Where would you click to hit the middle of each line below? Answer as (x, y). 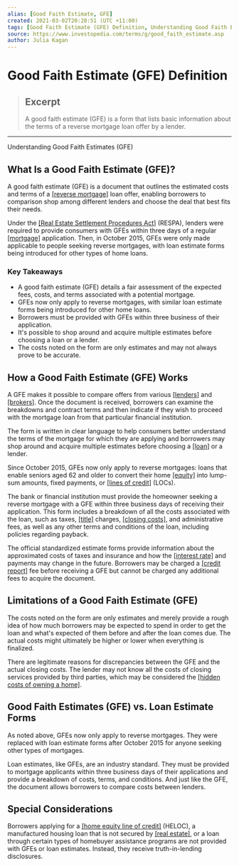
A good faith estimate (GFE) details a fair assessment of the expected (119, 287)
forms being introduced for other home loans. (84, 310)
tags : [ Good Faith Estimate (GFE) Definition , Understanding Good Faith (117, 27)
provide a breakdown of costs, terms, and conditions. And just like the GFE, (118, 779)
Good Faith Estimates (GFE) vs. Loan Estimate (111, 707)
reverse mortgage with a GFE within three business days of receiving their (116, 504)
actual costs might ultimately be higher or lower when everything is (106, 640)
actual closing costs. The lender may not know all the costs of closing (110, 669)
